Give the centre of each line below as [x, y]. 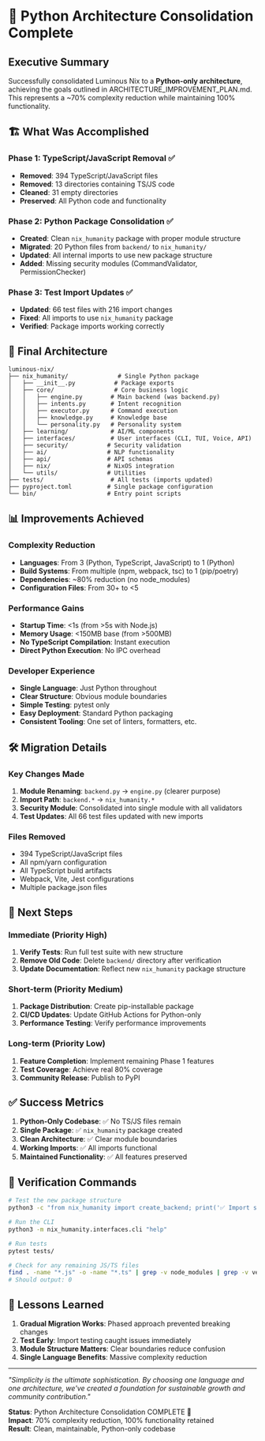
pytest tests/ [32, 1251]
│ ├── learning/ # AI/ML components [91, 432]
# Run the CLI [32, 1222]
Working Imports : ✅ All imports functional [88, 1148]
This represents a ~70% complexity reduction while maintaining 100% [122, 98]
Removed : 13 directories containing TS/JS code [97, 184]
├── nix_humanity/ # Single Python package [104, 377]
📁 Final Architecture [58, 351]
